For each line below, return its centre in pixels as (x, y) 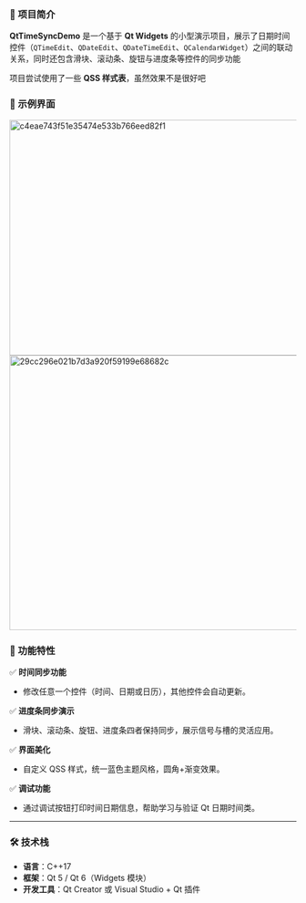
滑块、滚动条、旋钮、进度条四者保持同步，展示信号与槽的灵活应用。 (150, 730)
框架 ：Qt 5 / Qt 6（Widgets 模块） (87, 878)
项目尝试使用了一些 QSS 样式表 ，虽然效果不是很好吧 (108, 78)
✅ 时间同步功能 (38, 671)
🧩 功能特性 (33, 650)
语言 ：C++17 (47, 867)
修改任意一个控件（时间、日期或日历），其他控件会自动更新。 (136, 691)
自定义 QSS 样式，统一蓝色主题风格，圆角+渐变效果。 (123, 769)
